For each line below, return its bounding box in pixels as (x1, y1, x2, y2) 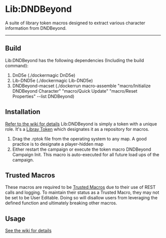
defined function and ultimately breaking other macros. (5, 200, 118, 206)
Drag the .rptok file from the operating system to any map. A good (12, 135, 147, 142)
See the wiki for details (5, 228, 52, 234)
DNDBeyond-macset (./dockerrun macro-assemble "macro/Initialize (12, 83, 151, 89)
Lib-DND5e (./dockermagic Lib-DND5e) (12, 77, 93, 83)
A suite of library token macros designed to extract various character (5, 20, 146, 26)
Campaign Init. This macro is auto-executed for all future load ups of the (12, 151, 160, 157)
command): (5, 62, 29, 68)
